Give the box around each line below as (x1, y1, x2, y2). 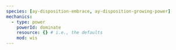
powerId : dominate (16, 24, 61, 30)
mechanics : (6, 14, 33, 20)
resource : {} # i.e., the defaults (16, 30, 103, 36)
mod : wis (16, 35, 38, 41)
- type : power (11, 19, 45, 25)
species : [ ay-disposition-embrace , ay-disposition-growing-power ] (6, 8, 171, 14)
